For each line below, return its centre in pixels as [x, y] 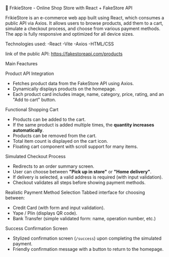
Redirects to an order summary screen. [54, 166]
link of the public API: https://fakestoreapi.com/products [64, 54]
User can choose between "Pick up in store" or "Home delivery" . [82, 172]
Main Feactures [22, 63]
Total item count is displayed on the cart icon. [60, 141]
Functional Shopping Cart [32, 109]
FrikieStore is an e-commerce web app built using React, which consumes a [85, 18]
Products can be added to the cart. [49, 119]
